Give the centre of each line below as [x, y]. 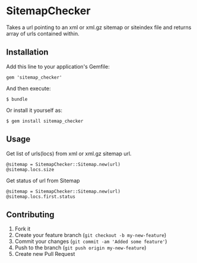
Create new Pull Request [45, 254]
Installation [27, 52]
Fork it [23, 229]
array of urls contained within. [43, 33]
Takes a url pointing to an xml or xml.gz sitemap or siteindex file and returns [99, 27]
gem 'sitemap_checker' [34, 77]
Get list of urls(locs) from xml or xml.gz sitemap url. [69, 153]
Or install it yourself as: [34, 110]
